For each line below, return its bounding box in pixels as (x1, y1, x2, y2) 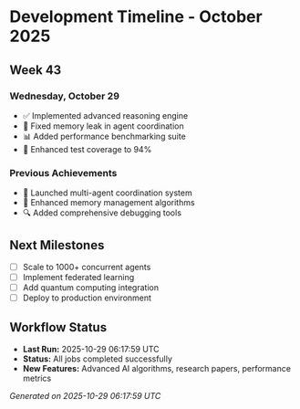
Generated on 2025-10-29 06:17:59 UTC (9, 391, 161, 402)
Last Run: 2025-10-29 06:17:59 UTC (22, 344, 160, 355)
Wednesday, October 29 (9, 89, 120, 102)
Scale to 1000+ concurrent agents (22, 261, 151, 272)
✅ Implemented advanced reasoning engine (22, 110, 189, 121)
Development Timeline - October (9, 6, 263, 27)
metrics (22, 372, 52, 384)
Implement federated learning (22, 272, 135, 283)
